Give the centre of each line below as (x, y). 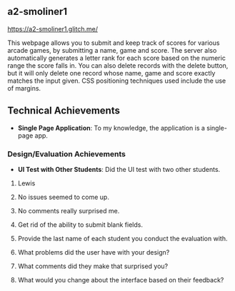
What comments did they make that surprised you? (93, 266)
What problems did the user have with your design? (94, 252)
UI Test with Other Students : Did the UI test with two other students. (119, 169)
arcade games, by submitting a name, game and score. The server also (112, 50)
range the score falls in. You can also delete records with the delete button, (118, 65)
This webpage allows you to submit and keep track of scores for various (114, 43)
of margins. (24, 88)
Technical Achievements (64, 111)
